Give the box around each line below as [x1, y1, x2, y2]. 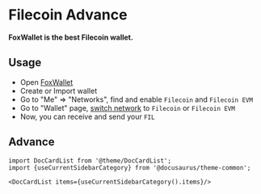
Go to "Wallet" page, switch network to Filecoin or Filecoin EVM [19, 103, 236, 112]
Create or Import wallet [19, 86, 98, 95]
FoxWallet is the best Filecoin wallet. [8, 32, 133, 42]
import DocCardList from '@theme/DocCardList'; [8, 156, 172, 165]
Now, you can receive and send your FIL [19, 112, 155, 121]
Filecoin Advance [8, 6, 128, 24]
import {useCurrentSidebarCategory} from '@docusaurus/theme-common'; [8, 163, 251, 171]
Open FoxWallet [19, 77, 74, 86]
